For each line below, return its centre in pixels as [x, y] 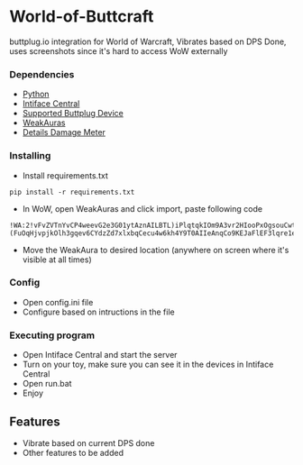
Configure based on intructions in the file [98, 312]
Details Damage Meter [64, 132]
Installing [30, 156]
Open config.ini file [58, 302]
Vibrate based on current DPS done [88, 442]
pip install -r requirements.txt [72, 192]
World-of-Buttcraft [82, 17]
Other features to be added [73, 452]
